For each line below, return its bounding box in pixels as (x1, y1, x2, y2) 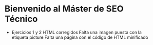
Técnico (4, 13, 38, 24)
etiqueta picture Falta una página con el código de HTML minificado (11, 34, 148, 40)
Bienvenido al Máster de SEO (4, 3, 124, 14)
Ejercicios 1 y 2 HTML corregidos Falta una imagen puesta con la (11, 29, 142, 35)
